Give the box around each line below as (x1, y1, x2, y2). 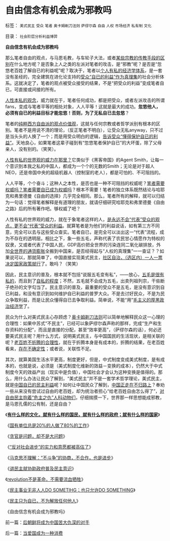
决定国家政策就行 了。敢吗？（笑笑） (5, 261, 81, 267)
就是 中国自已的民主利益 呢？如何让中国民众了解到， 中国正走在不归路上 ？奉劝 (5, 381, 165, 388)
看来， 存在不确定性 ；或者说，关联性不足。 (5, 345, 94, 351)
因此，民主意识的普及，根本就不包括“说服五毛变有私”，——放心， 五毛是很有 (5, 271, 164, 277)
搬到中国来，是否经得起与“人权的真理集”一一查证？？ (49, 248, 160, 254)
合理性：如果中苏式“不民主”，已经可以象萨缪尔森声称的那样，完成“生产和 (5, 320, 158, 326)
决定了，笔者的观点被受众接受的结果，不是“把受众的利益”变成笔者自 (22, 80, 164, 86)
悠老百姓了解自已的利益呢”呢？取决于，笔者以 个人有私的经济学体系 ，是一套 (5, 67, 163, 74)
